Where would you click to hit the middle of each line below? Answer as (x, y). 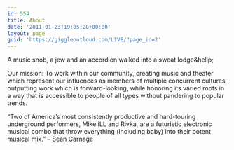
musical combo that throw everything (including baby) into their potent (109, 132)
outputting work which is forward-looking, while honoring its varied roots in (116, 88)
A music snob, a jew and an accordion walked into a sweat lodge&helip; (110, 60)
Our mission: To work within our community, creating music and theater (110, 74)
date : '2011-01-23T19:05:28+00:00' (59, 27)
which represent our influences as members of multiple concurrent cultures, (117, 81)
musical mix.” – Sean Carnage (50, 139)
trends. (18, 103)
